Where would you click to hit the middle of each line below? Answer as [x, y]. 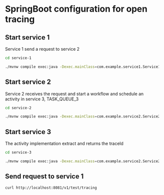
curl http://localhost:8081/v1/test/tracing [51, 188]
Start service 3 [28, 132]
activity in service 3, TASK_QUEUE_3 [42, 99]
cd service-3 [18, 153]
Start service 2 [28, 82]
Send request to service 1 [44, 176]
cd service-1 [18, 58]
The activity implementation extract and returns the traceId [64, 144]
